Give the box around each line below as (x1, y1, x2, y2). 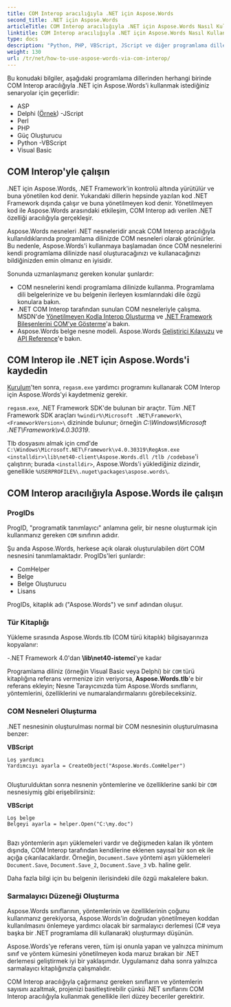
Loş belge (7, 815, 36, 821)
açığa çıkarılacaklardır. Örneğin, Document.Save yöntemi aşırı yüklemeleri (7, 853, 211, 861)
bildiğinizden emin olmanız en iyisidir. (7, 256, 113, 264)
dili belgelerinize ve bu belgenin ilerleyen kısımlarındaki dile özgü (16, 290, 201, 299)
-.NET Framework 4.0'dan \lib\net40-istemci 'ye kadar (7, 654, 162, 662)
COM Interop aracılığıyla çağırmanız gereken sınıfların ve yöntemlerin (7, 977, 203, 986)
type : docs (7, 36, 38, 43)
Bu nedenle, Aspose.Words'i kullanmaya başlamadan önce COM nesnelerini (7, 241, 222, 250)
